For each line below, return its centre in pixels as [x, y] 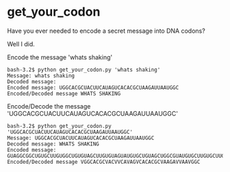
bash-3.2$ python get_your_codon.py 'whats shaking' [84, 70]
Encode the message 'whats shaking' [60, 57]
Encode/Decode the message [49, 106]
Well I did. [21, 44]
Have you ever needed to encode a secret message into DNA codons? [106, 31]
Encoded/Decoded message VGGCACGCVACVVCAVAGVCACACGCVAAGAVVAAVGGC [104, 162]
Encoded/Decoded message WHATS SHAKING [64, 94]
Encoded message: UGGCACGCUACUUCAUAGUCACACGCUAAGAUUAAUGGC [93, 87]
